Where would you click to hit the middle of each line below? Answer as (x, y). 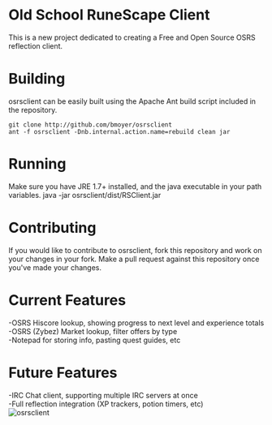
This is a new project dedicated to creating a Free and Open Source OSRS (132, 37)
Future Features (63, 373)
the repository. (33, 109)
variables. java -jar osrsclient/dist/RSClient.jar (85, 195)
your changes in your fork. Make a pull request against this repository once (134, 259)
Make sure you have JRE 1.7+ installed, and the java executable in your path (135, 186)
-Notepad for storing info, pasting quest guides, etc (95, 340)
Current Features (67, 300)
